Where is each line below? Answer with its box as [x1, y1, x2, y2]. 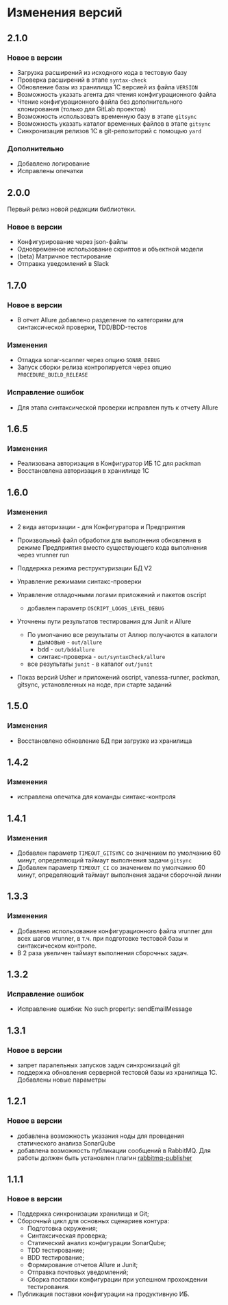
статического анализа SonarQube [16, 1139, 116, 1147]
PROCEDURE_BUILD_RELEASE [16, 372, 88, 379]
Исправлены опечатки [16, 167, 84, 175]
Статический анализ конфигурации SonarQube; [27, 1239, 166, 1247]
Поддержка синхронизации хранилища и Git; [16, 1209, 149, 1218]
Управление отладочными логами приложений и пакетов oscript [16, 590, 207, 599]
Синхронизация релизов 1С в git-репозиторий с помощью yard [16, 126, 202, 135]
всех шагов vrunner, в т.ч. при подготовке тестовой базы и [16, 934, 188, 942]
